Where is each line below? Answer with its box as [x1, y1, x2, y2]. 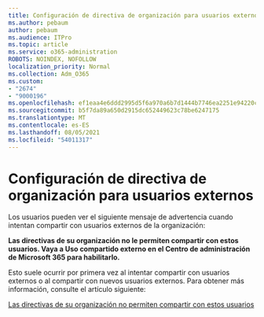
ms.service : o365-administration [8, 48, 118, 56]
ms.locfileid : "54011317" [8, 135, 93, 144]
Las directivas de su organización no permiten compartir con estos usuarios [8, 300, 255, 309]
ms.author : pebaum [8, 19, 68, 27]
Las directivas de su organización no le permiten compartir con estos [8, 236, 239, 245]
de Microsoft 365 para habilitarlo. [8, 252, 120, 262]
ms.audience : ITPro [8, 33, 72, 42]
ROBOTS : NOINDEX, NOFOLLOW [8, 56, 97, 64]
